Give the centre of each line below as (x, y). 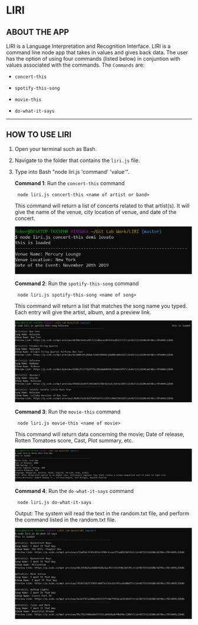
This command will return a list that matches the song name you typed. (101, 306)
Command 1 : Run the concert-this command (70, 183)
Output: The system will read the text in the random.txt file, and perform (102, 513)
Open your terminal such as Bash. (56, 149)
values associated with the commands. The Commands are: (75, 65)
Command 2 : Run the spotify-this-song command (77, 283)
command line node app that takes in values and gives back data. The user (97, 52)
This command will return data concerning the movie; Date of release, (99, 434)
